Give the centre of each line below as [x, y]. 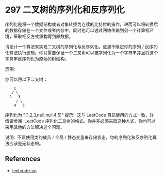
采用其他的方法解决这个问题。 [35, 127]
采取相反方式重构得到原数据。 [43, 36]
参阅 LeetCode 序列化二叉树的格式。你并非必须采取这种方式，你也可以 [84, 121]
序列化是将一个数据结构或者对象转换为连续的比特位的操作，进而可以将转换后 [81, 24]
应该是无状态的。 [26, 143]
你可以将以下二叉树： [26, 79]
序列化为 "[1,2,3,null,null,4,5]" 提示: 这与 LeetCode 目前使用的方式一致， [77, 115]
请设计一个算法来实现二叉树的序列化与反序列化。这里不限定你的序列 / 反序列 [81, 46]
